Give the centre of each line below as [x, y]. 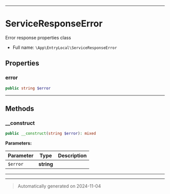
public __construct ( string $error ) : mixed [51, 134]
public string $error [28, 88]
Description [72, 156]
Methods [20, 108]
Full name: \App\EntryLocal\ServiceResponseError [65, 47]
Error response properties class [38, 37]
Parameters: [18, 143]
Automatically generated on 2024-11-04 [59, 186]
